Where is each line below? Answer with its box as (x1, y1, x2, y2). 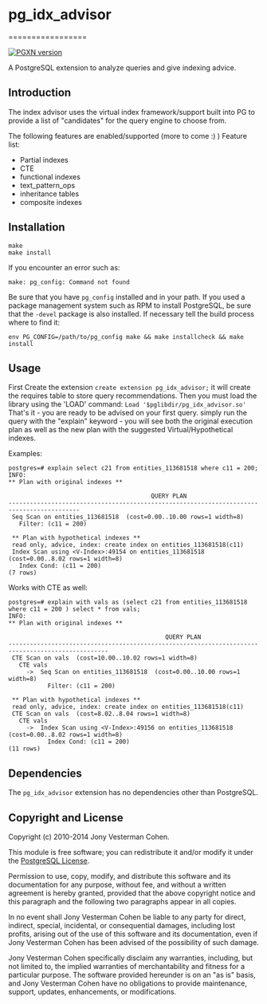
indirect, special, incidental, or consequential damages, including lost (8, 921, 235, 930)
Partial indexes (19, 155, 69, 164)
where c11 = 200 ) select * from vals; (8, 605, 141, 613)
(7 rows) (8, 569, 37, 577)
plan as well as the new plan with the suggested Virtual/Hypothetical (8, 425, 234, 435)
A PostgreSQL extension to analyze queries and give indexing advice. (8, 62, 237, 73)
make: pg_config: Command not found (8, 278, 130, 286)
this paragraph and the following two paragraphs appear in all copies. (8, 897, 237, 906)
